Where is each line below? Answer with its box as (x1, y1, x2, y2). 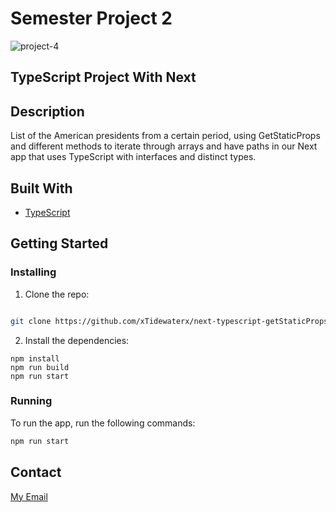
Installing (10, 265, 57, 279)
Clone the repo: (24, 288, 90, 300)
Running (10, 394, 53, 408)
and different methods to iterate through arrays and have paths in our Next (10, 140, 318, 152)
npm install (10, 353, 60, 364)
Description (10, 103, 85, 120)
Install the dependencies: (24, 334, 130, 346)
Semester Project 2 (10, 7, 173, 30)
